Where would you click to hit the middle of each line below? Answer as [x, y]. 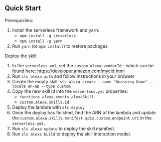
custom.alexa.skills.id [44, 102]
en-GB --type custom [49, 86]
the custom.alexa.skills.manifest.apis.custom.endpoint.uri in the [82, 118]
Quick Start [23, 8]
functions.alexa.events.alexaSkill [56, 97]
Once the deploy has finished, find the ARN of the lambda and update [84, 112]
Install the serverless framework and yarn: [56, 30]
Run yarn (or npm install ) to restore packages [60, 46]
